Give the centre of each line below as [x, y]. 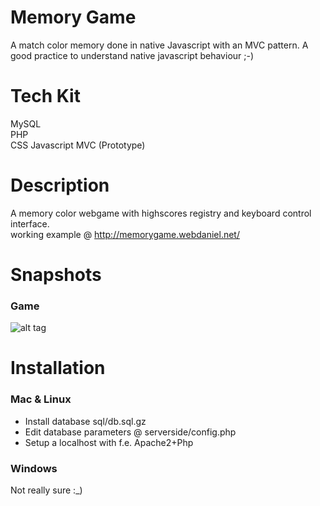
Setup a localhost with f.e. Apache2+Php [109, 442]
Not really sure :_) [46, 490]
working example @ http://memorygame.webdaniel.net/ [125, 234]
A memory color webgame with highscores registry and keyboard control [161, 213]
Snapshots [56, 275]
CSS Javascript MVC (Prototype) [78, 145]
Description [60, 185]
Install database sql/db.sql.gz [85, 421]
